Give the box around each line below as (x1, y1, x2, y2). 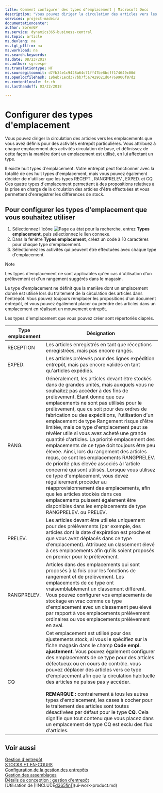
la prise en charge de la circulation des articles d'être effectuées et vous (5, 186, 149, 192)
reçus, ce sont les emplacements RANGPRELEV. (46, 454, 156, 461)
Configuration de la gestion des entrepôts (5, 767, 88, 773)
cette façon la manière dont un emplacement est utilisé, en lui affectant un (5, 151, 154, 157)
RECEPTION (7, 344, 35, 351)
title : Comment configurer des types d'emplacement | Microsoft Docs (5, 7, 149, 12)
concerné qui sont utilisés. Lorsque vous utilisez (46, 466, 156, 473)
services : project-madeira (5, 16, 60, 21)
